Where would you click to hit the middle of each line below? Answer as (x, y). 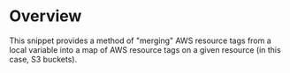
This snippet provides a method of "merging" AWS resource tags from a (140, 40)
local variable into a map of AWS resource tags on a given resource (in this (145, 49)
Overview (46, 16)
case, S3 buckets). (43, 59)
